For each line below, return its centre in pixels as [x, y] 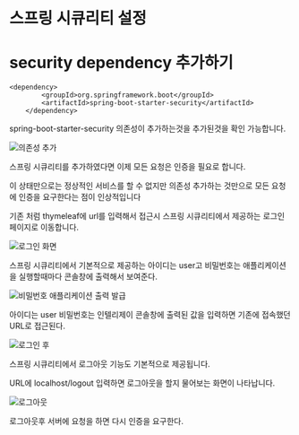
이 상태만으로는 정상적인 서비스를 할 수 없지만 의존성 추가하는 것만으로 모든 [140, 186]
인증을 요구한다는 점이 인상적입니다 [80, 197]
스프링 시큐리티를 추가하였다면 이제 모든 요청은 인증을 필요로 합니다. [128, 167]
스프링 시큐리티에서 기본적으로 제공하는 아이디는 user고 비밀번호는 [125, 265]
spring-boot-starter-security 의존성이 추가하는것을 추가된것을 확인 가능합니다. [148, 129]
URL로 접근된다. [37, 326]
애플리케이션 [265, 265]
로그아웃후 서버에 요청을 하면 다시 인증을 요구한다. [97, 422]
